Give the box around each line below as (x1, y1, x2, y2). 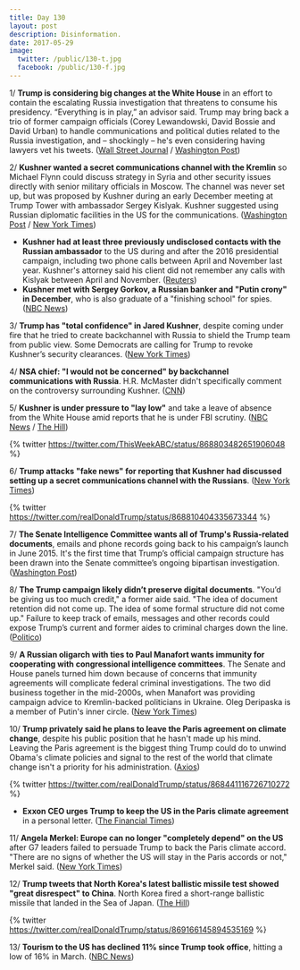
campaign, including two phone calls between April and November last (21, 255, 283, 266)
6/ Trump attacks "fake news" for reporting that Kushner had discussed (9, 465, 283, 476)
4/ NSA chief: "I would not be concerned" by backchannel (9, 366, 229, 377)
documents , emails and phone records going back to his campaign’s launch (9, 538, 289, 549)
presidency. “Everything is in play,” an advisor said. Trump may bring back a (9, 106, 289, 117)
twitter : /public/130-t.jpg (17, 55, 122, 64)
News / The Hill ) (9, 421, 69, 432)
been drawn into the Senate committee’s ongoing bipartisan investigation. (9, 557, 279, 568)
